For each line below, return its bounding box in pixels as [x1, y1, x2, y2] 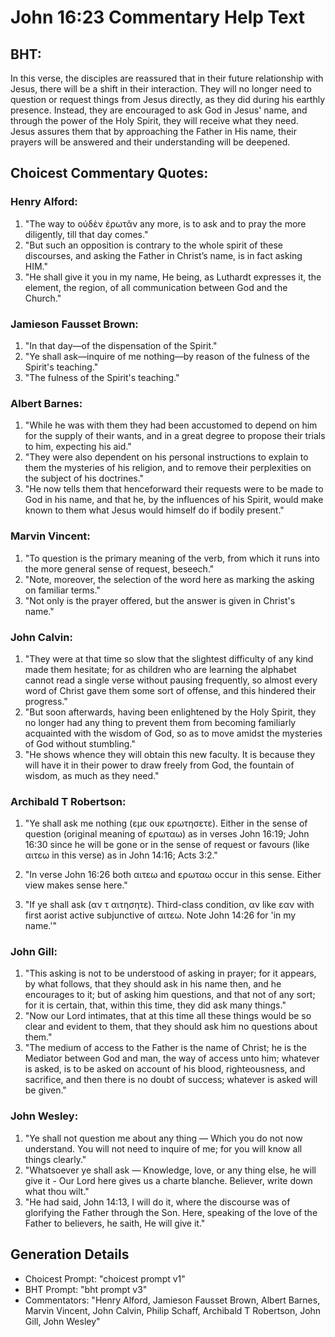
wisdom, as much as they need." [24, 769, 160, 781]
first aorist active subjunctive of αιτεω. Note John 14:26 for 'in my [24, 909, 297, 921]
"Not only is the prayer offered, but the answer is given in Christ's [24, 594, 296, 606]
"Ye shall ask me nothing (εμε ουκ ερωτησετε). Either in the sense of [24, 817, 308, 830]
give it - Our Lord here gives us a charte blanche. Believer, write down [24, 1174, 313, 1186]
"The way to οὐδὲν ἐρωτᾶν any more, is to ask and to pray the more [24, 217, 307, 230]
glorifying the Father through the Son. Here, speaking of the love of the [24, 1206, 318, 1218]
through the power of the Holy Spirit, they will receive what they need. [10, 115, 299, 126]
